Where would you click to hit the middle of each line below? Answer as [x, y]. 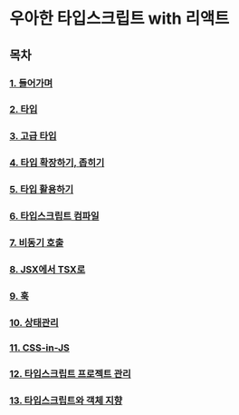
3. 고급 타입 [33, 136]
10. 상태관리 [34, 322]
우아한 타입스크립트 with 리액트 [119, 19]
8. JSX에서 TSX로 [48, 269]
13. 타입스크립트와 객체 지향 [66, 400]
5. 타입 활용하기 [42, 190]
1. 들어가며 [31, 83]
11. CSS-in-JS [39, 348]
